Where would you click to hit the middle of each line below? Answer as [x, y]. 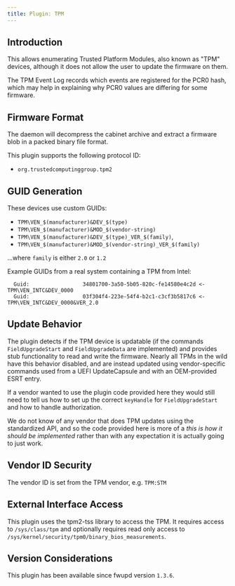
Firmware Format [46, 117]
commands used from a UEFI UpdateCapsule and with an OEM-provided [112, 371]
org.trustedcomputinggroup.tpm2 [65, 170]
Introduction [35, 43]
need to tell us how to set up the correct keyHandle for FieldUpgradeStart [113, 400]
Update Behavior [45, 324]
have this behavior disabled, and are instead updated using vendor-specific [116, 364]
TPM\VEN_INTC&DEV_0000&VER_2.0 [53, 303]
